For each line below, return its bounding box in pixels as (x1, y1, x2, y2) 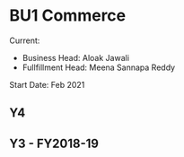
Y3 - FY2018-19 (9, 135, 99, 151)
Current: (9, 35, 40, 46)
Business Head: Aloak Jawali (22, 52, 130, 63)
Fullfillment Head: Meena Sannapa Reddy (22, 62, 176, 73)
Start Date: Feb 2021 (9, 79, 85, 90)
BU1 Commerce (9, 5, 127, 26)
